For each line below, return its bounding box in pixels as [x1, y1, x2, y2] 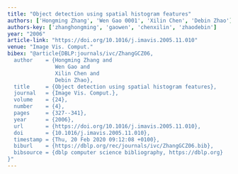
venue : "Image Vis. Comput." [7, 43, 93, 50]
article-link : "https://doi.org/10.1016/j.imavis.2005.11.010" [7, 37, 198, 44]
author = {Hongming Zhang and [13, 57, 113, 64]
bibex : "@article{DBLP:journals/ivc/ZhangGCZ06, [7, 50, 154, 58]
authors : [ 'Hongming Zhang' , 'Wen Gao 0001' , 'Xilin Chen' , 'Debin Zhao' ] [7, 17, 233, 24]
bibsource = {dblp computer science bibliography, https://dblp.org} [13, 149, 223, 156]
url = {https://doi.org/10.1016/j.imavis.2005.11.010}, [13, 122, 201, 130]
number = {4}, [13, 103, 65, 110]
